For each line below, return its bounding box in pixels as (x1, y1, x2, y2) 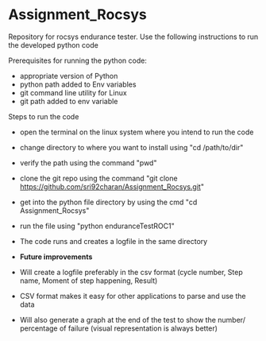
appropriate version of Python (19, 71, 118, 80)
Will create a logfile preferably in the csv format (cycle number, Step (19, 267, 244, 277)
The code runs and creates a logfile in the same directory (19, 236, 208, 246)
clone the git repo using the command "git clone (19, 173, 178, 183)
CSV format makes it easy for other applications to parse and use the (19, 291, 246, 300)
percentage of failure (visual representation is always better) (19, 324, 218, 333)
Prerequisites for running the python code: (8, 56, 147, 65)
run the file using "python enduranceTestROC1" (19, 221, 175, 231)
